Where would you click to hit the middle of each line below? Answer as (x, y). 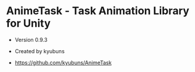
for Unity (28, 23)
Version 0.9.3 (31, 40)
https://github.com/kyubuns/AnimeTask (63, 63)
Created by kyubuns (40, 51)
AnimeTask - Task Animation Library (98, 11)
